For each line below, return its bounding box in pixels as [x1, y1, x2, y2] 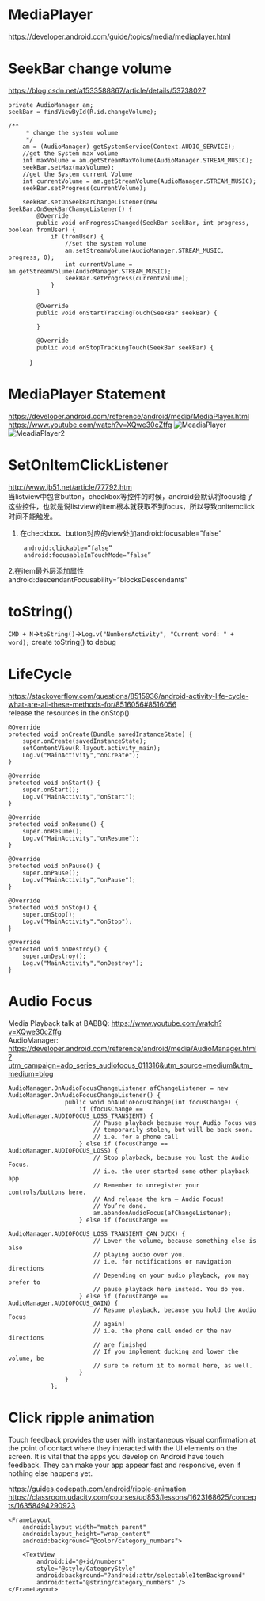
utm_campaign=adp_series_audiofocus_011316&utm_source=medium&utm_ [8, 1060, 253, 1070]
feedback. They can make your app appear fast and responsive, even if [8, 1460, 241, 1469]
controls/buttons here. [8, 1188, 87, 1196]
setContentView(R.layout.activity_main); [22, 744, 161, 752]
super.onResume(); [22, 827, 83, 835]
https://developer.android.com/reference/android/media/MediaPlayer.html [8, 411, 250, 421]
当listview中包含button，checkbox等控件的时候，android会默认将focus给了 [8, 491, 254, 501]
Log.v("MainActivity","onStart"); [22, 792, 136, 801]
